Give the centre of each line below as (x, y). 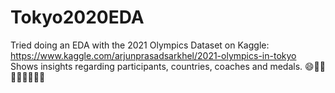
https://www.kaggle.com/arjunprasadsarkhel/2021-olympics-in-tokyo (153, 55)
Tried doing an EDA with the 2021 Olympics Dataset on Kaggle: (140, 45)
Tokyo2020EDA (77, 17)
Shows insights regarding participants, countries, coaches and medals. (156, 66)
